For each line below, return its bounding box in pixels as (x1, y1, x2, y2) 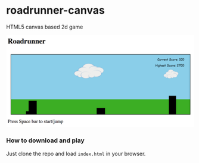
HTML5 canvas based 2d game (6, 23, 83, 30)
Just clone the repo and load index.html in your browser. (6, 150, 146, 157)
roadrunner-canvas (6, 4, 105, 17)
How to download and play (6, 136, 85, 145)
